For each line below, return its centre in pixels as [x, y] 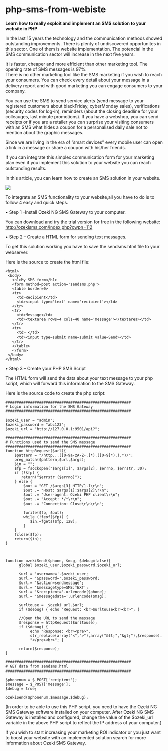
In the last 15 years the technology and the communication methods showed [84, 38]
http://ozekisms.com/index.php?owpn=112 [49, 227]
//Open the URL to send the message [57, 618]
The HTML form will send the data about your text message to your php [79, 378]
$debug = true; [21, 688]
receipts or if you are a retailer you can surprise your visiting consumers [80, 122]
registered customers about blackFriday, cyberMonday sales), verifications [83, 106]
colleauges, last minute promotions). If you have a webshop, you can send [82, 116]
